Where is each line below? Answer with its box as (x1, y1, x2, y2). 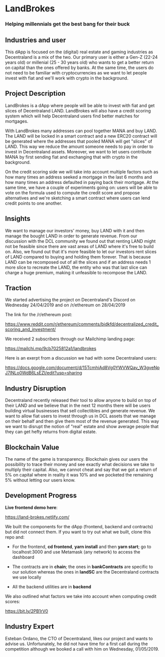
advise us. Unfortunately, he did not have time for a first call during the (5, 641, 148, 647)
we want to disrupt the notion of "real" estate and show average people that (5, 424, 159, 430)
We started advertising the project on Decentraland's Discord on (5, 297, 136, 303)
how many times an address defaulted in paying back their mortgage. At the (5, 179, 159, 185)
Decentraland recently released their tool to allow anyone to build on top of (5, 398, 157, 403)
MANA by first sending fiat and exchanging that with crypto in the (5, 154, 138, 160)
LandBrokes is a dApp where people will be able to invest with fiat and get (5, 102, 155, 109)
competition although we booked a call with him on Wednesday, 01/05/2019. (5, 646, 160, 652)
